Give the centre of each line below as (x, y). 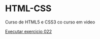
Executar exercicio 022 (29, 31)
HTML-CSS (28, 9)
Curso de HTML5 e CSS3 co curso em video (50, 22)
